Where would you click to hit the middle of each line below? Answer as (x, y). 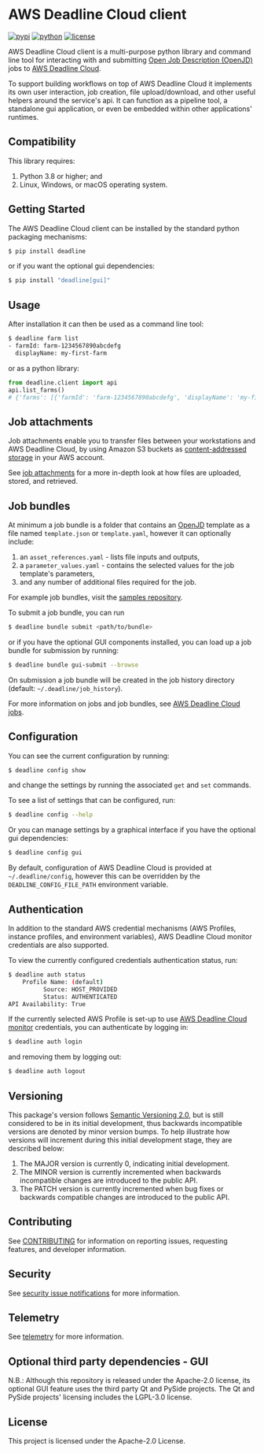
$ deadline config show (47, 770)
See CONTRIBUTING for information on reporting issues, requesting (118, 1241)
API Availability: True (47, 1004)
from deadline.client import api (63, 383)
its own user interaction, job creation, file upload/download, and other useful (132, 91)
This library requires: (42, 161)
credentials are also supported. (59, 945)
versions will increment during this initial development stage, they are (120, 1139)
